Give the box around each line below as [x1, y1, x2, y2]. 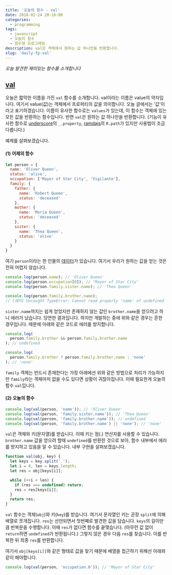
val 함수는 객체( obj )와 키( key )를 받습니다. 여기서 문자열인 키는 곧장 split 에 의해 [5, 511, 166, 517]
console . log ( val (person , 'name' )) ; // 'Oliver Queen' [5, 407, 123, 412]
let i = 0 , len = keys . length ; [10, 464, 77, 469]
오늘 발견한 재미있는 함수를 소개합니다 [5, 65, 81, 71]
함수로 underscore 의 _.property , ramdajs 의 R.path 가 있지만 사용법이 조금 [14, 120, 165, 126]
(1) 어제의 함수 [5, 150, 34, 157]
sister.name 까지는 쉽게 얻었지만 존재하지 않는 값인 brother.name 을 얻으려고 [5, 308, 158, 314]
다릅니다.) [5, 127, 25, 133]
